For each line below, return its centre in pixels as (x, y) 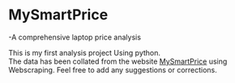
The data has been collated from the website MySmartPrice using (118, 61)
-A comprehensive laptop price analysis (75, 37)
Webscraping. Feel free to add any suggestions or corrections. (113, 69)
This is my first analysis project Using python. (84, 52)
